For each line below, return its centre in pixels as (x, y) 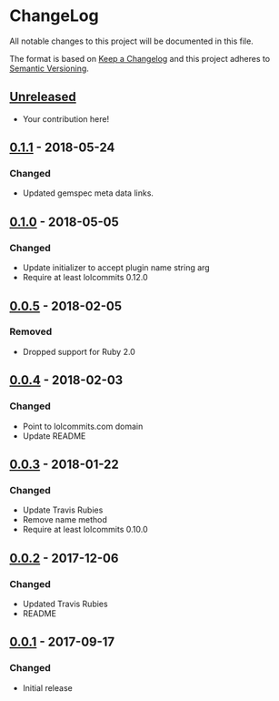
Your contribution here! (66, 118)
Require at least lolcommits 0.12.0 (85, 278)
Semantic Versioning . (49, 68)
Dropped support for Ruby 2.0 (79, 351)
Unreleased (43, 97)
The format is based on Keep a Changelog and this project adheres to (140, 58)
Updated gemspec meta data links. (88, 193)
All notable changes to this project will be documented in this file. (132, 41)
